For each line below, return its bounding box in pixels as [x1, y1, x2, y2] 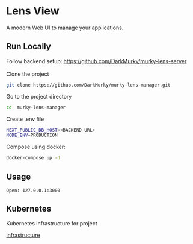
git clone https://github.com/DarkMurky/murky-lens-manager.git [6, 82, 171, 88]
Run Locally [6, 41, 51, 52]
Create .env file [6, 115, 44, 123]
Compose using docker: [6, 143, 66, 151]
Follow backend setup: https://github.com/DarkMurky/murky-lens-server [6, 57, 187, 64]
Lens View [6, 4, 60, 18]
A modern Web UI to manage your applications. [6, 24, 124, 31]
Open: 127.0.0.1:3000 [6, 188, 61, 194]
